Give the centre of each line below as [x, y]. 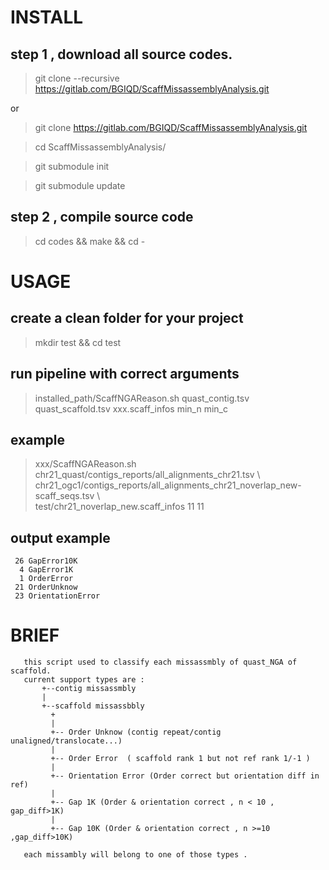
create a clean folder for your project [127, 318]
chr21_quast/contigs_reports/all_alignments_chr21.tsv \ [147, 475]
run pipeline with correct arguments [125, 374]
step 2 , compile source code [102, 217]
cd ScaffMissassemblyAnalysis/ [100, 147]
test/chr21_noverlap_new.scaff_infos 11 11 [119, 507]
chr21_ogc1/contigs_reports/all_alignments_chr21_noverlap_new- [168, 485]
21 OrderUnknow [46, 587]
